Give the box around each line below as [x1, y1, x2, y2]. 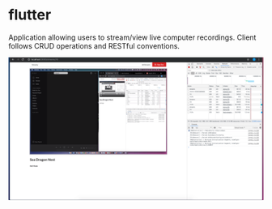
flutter [8, 6, 52, 24]
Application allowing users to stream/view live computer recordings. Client [8, 32, 257, 42]
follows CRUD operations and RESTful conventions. [8, 41, 181, 50]
